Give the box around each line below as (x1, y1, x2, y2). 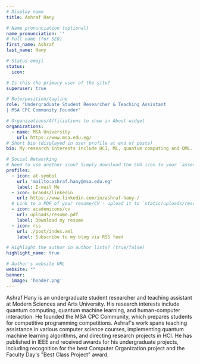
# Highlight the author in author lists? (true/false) (6, 245, 145, 251)
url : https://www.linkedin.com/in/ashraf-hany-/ (17, 195, 140, 201)
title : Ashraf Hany (6, 14, 55, 20)
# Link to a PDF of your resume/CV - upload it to (11, 201, 140, 207)
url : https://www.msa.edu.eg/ (17, 135, 92, 141)
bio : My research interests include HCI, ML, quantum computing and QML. (6, 145, 193, 152)
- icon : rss (11, 223, 42, 229)
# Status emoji (6, 58, 44, 64)
